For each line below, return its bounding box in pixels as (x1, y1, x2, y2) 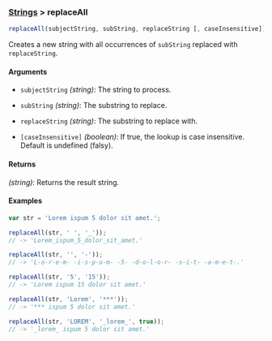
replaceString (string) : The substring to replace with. (19, 116, 198, 126)
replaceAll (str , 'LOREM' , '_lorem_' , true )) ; (8, 317, 164, 326)
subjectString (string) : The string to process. (19, 84, 172, 95)
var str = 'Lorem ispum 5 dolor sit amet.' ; (8, 214, 161, 222)
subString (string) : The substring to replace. (19, 101, 168, 110)
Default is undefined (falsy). (19, 140, 113, 150)
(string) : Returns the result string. (8, 177, 120, 187)
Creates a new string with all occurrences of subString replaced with (8, 40, 238, 50)
